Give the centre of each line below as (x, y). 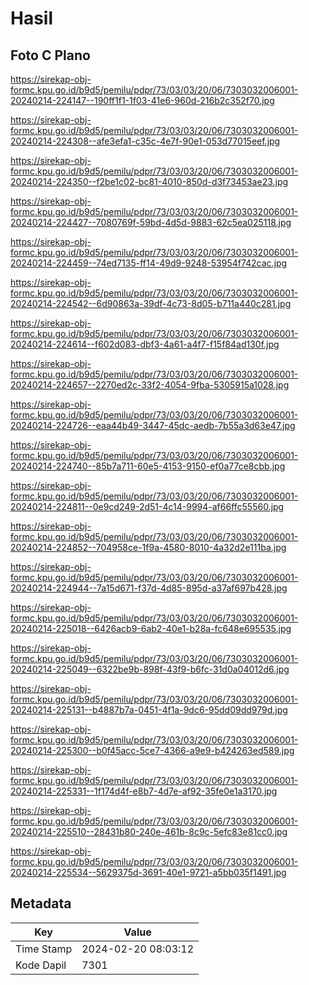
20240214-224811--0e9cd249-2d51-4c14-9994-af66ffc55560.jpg (147, 506)
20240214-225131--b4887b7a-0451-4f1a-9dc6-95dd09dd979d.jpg (149, 710)
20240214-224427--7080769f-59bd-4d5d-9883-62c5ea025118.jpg (151, 222)
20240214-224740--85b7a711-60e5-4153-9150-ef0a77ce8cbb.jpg (148, 466)
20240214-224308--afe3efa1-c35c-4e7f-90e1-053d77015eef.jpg (145, 141)
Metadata (41, 903)
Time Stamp (44, 949)
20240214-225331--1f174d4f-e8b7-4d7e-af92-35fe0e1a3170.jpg (144, 791)
